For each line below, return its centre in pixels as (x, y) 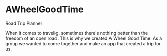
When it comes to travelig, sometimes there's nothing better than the (77, 33)
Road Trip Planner (24, 23)
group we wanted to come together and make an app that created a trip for (83, 43)
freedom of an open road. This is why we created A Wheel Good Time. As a (84, 38)
